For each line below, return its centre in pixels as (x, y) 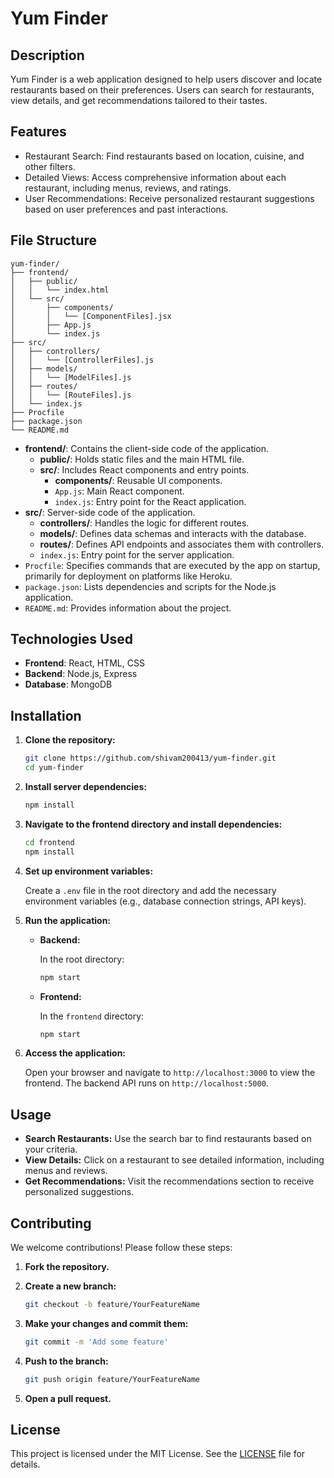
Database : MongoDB (68, 684)
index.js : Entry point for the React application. (150, 501)
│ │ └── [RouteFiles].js (71, 395)
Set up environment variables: (89, 871)
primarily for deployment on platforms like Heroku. (128, 576)
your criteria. (51, 1149)
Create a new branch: (70, 1286)
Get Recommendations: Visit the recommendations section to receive (169, 1181)
